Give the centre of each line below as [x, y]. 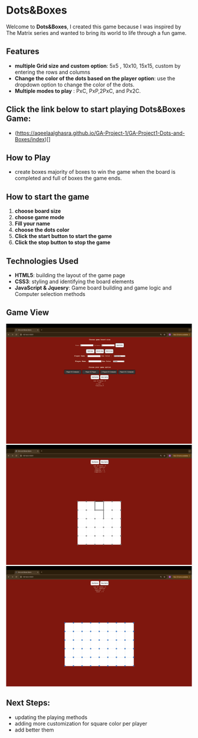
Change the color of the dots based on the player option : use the [95, 78]
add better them [34, 730]
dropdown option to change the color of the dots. [74, 84]
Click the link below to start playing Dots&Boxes [96, 110]
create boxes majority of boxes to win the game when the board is [95, 172]
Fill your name [32, 224]
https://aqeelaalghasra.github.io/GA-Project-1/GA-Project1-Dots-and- [101, 133]
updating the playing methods [51, 717]
